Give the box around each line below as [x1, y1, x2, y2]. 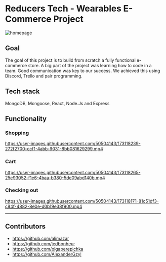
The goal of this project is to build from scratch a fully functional [5, 57, 136, 63]
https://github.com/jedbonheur [12, 240, 76, 247]
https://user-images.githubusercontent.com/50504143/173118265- [5, 169, 141, 175]
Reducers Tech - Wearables [5, 3, 122, 14]
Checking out [5, 187, 39, 194]
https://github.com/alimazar [12, 235, 69, 241]
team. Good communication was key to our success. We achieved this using [5, 68, 161, 74]
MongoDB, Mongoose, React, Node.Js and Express [5, 100, 110, 106]
